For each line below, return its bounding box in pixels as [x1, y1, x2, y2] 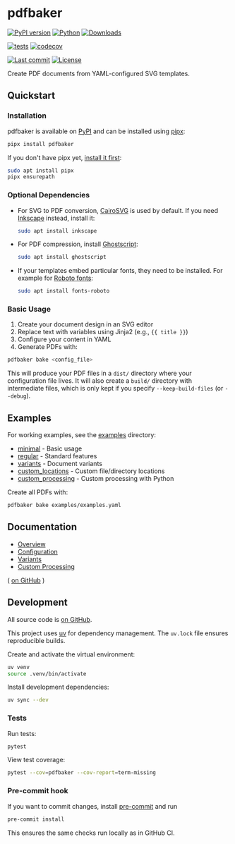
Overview [17, 539, 46, 548]
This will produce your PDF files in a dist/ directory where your [7, 369, 192, 378]
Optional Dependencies [7, 190, 90, 200]
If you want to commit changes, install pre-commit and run [7, 802, 178, 810]
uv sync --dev [7, 697, 49, 704]
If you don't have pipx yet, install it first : [7, 153, 122, 161]
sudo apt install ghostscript [17, 254, 107, 261]
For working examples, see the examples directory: [7, 431, 157, 439]
